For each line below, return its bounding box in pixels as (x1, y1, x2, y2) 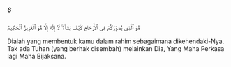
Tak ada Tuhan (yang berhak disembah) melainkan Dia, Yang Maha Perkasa (7, 44, 225, 52)
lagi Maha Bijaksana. (7, 52, 66, 60)
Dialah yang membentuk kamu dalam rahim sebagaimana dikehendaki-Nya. (7, 37, 225, 45)
